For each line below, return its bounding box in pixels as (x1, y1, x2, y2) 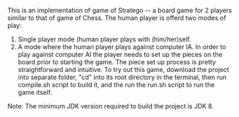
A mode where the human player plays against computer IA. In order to (17, 43, 226, 51)
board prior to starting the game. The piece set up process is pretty (17, 58, 216, 66)
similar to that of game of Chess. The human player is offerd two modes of (7, 14, 226, 22)
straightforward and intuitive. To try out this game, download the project (17, 66, 230, 73)
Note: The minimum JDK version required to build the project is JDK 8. (7, 102, 214, 110)
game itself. (17, 88, 52, 96)
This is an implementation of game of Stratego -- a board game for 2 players (7, 6, 233, 14)
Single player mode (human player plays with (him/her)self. (17, 35, 191, 44)
